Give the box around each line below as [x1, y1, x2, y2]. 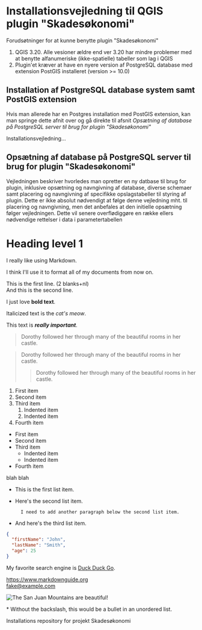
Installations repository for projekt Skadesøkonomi [6, 617, 131, 624]
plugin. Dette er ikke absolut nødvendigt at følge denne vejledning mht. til [6, 196, 188, 204]
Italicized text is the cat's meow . [6, 309, 86, 317]
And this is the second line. [6, 286, 73, 294]
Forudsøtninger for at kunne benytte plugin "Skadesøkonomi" [6, 37, 159, 44]
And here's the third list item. [14, 519, 87, 527]
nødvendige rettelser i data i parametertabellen [6, 216, 123, 223]
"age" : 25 [11, 548, 36, 554]
